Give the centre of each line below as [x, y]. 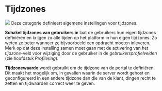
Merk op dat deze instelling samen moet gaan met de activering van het [77, 48]
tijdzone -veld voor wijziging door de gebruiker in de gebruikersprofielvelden [81, 53]
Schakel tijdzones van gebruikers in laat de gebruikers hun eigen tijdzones [81, 32]
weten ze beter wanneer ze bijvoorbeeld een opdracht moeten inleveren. [78, 43]
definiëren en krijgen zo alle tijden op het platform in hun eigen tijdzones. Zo [81, 37]
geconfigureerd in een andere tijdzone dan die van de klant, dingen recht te [81, 78]
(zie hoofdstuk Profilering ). [32, 58]
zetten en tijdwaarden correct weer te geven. [50, 83]
